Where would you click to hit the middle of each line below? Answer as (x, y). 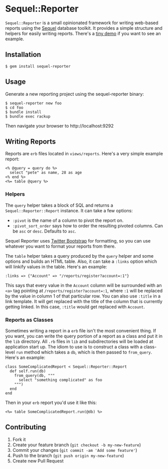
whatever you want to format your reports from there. (61, 246)
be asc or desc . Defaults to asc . (44, 231)
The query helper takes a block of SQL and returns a (59, 205)
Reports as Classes (29, 320)
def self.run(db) (28, 371)
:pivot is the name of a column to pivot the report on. (68, 220)
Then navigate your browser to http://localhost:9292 (60, 126)
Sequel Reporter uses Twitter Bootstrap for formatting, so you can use (78, 241)
